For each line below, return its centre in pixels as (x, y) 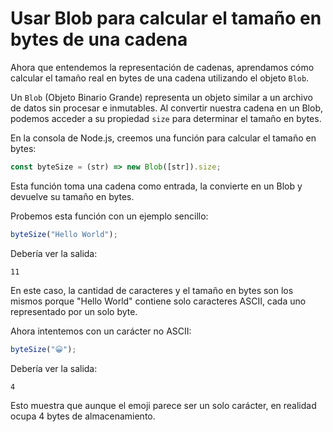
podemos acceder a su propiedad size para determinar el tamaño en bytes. (166, 118)
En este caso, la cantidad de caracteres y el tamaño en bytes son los (152, 290)
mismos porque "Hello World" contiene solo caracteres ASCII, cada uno (158, 301)
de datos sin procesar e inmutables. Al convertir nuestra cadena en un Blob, (167, 108)
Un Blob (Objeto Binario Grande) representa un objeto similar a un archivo (161, 97)
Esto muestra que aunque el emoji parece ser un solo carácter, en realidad (163, 405)
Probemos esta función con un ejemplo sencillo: (109, 216)
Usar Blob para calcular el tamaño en (166, 18)
